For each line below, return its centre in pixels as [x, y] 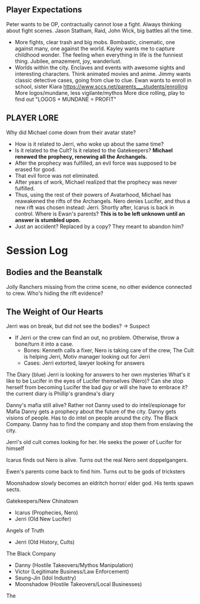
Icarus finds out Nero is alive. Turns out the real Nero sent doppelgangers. [97, 460]
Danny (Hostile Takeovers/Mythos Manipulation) [74, 565]
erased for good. [35, 169]
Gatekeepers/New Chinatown [42, 501]
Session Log [37, 250]
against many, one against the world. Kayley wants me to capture [95, 48]
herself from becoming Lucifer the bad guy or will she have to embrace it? [97, 387]
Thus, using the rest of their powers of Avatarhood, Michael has [93, 195]
